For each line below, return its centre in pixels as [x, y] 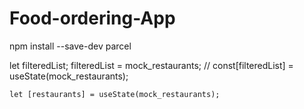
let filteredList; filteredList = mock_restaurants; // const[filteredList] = [151, 65]
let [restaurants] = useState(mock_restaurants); [115, 94]
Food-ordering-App [92, 18]
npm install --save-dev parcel [70, 46]
